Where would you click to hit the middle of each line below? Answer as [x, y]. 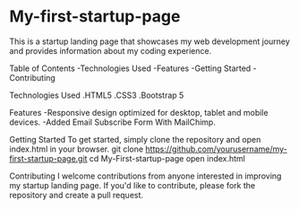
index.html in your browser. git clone [77, 149]
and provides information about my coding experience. [111, 50]
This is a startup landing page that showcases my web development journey [150, 41]
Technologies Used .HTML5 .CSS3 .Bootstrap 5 [97, 95]
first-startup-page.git [48, 158]
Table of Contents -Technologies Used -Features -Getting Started [130, 68]
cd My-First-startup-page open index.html [167, 158]
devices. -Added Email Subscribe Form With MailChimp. [113, 122]
